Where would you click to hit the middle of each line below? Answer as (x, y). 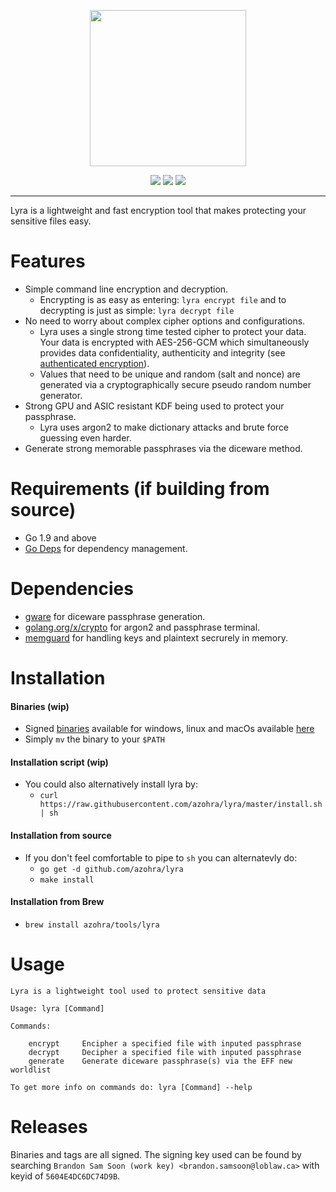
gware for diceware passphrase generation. (115, 616)
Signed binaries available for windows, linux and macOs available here (169, 729)
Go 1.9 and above (60, 537)
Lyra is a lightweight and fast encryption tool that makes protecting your (158, 210)
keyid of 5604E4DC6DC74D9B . (65, 1176)
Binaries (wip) (40, 706)
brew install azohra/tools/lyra (92, 925)
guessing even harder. (85, 437)
